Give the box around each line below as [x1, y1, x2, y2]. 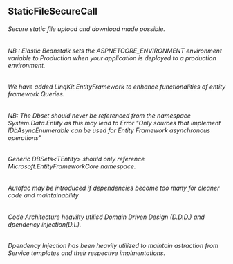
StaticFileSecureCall [8, 6, 98, 17]
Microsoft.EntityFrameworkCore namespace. [8, 162, 136, 170]
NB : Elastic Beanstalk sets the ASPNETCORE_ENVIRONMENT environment [8, 46, 222, 55]
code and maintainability [8, 191, 79, 200]
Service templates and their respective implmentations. [8, 249, 165, 257]
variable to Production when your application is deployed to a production [8, 53, 216, 62]
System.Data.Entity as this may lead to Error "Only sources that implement [8, 118, 221, 127]
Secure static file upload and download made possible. [8, 24, 165, 33]
